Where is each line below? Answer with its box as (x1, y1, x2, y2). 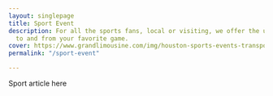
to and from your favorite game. (15, 34, 129, 43)
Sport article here (8, 78, 67, 88)
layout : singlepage (8, 11, 75, 20)
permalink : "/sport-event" (8, 49, 100, 57)
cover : (8, 42, 31, 50)
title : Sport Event (8, 19, 75, 27)
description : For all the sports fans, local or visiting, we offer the (8, 27, 260, 35)
